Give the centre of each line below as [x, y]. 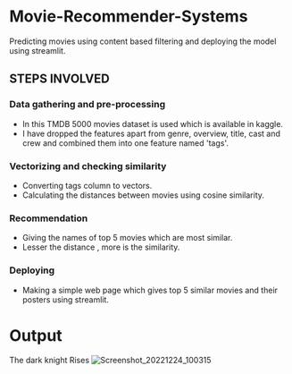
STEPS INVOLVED [59, 79]
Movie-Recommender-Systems [129, 17]
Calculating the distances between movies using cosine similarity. [143, 195]
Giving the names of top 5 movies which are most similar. [127, 238]
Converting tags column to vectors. [87, 185]
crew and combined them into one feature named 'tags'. [125, 143]
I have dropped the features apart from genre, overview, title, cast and [151, 133]
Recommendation [49, 218]
